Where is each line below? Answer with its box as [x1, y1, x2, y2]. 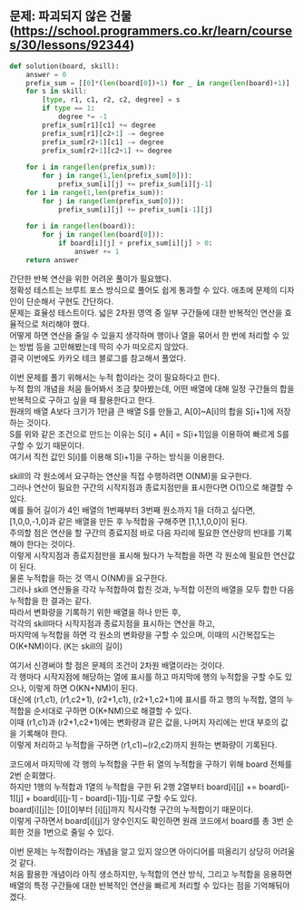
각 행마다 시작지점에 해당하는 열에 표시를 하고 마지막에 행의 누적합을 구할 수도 [9, 670, 283, 682]
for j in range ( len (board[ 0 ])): [42, 230, 165, 240]
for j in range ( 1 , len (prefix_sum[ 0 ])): [42, 171, 193, 181]
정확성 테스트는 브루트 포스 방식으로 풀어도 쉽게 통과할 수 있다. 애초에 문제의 [9, 284, 279, 295]
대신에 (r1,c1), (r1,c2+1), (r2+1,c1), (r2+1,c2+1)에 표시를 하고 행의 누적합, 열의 [9, 693, 284, 705]
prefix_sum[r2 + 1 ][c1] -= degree [42, 137, 165, 147]
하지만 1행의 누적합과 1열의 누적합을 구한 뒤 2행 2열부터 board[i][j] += [9, 781, 257, 792]
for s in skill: [25, 87, 88, 96]
